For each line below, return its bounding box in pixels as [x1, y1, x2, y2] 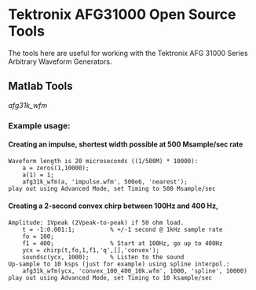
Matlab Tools [8, 80, 73, 93]
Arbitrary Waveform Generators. [8, 57, 112, 66]
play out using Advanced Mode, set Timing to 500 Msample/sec [8, 184, 216, 192]
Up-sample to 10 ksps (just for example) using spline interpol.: [8, 260, 230, 269]
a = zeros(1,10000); [22, 164, 90, 172]
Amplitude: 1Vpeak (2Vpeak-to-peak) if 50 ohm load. [8, 219, 185, 227]
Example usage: [8, 120, 71, 131]
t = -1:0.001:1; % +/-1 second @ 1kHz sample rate [22, 226, 223, 234]
